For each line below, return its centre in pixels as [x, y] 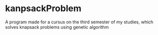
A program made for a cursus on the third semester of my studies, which [79, 22]
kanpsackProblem [43, 9]
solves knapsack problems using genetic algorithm [57, 27]
